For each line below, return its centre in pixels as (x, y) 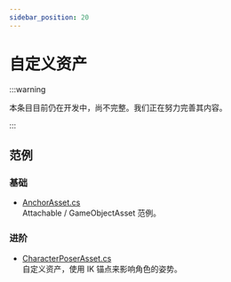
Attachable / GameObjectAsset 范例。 (92, 213)
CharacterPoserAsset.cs (67, 258)
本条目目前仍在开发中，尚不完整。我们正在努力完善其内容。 (118, 107)
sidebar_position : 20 (49, 17)
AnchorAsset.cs (51, 203)
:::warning (28, 89)
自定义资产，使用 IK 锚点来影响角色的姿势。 (102, 269)
